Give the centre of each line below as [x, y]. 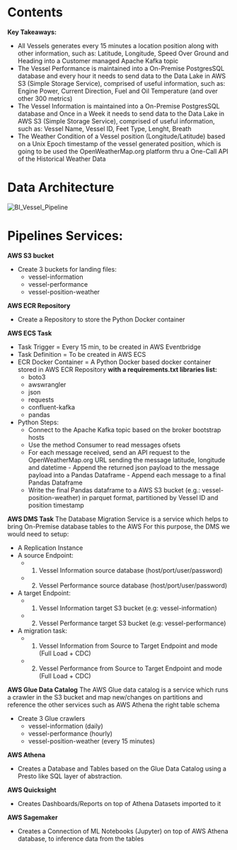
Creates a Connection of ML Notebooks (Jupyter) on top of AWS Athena [123, 831]
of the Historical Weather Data [62, 159]
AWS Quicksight [32, 790]
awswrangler [47, 385]
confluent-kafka [52, 407]
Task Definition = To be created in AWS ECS [82, 354]
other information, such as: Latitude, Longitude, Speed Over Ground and [123, 53]
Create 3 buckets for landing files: [67, 269]
